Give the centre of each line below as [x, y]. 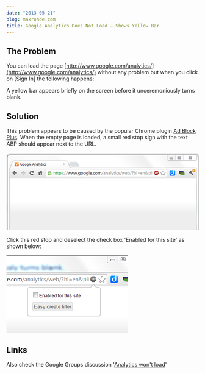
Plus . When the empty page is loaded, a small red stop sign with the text [97, 137]
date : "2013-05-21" [31, 13]
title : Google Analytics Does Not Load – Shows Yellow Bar [83, 26]
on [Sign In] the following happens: [50, 79]
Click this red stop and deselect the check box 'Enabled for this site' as [95, 239]
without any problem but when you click [148, 72]
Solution [23, 116]
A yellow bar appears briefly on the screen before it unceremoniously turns [101, 91]
